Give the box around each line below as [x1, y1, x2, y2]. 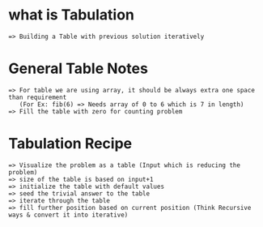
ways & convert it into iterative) [8, 211, 129, 219]
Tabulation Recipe [8, 135, 133, 153]
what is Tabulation [8, 6, 135, 24]
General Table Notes [8, 59, 148, 78]
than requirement [8, 93, 67, 101]
